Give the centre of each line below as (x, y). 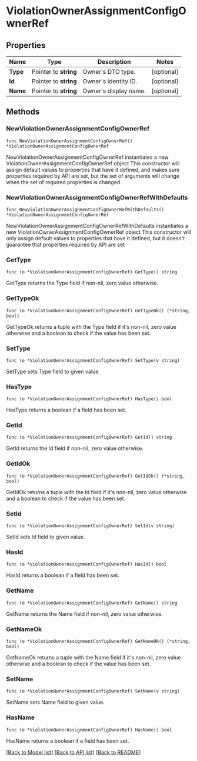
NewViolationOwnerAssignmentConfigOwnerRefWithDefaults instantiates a (97, 226)
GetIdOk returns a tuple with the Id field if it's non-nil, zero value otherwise (96, 492)
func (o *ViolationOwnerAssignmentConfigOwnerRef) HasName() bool (89, 730)
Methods (23, 112)
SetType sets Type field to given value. (53, 371)
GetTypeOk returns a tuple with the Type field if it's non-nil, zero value (91, 326)
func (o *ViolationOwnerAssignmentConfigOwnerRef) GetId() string (89, 437)
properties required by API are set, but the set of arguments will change (93, 176)
